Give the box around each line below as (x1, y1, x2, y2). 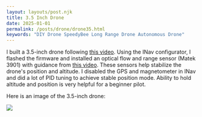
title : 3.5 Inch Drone (6, 15, 64, 21)
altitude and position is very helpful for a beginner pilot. (6, 80, 146, 88)
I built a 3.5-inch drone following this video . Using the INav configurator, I (6, 48, 191, 55)
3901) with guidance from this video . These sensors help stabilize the (6, 62, 182, 69)
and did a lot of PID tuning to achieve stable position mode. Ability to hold (6, 74, 192, 82)
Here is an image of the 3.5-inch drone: (6, 93, 106, 100)
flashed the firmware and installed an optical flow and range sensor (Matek (6, 55, 196, 62)
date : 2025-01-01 (6, 20, 51, 26)
